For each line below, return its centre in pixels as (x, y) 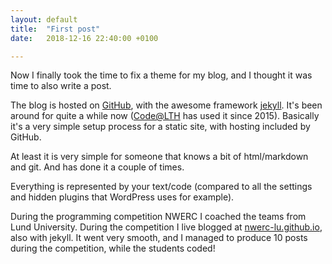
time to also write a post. (61, 86)
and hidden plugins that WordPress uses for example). (122, 197)
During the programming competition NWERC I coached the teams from (158, 217)
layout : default (44, 19)
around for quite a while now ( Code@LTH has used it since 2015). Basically (165, 116)
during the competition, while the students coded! (113, 248)
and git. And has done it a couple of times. (97, 167)
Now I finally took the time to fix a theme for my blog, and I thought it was (161, 75)
